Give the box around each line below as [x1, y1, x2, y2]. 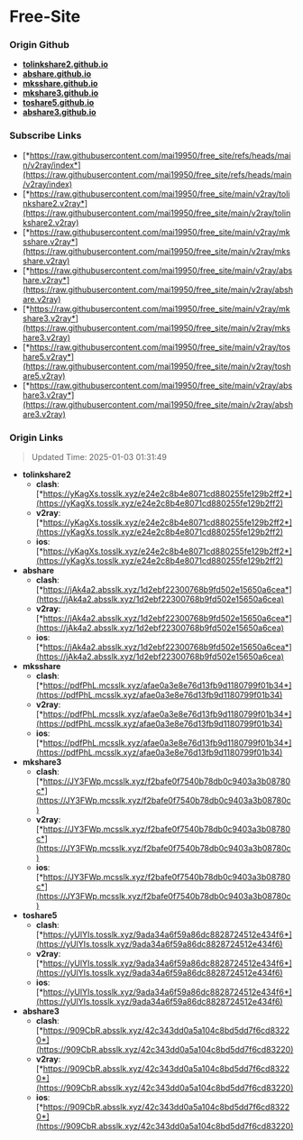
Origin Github [9, 39, 70, 51]
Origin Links [9, 431, 64, 444]
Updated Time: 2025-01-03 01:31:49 [31, 452, 167, 463]
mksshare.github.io [22, 78, 98, 89]
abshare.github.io [22, 69, 92, 79]
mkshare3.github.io [22, 87, 99, 98]
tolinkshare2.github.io [22, 59, 108, 69]
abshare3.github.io [22, 106, 96, 118]
